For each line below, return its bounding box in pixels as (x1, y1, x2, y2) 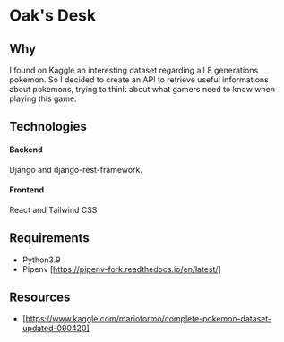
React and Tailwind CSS (9, 204, 98, 215)
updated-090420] (22, 323, 90, 334)
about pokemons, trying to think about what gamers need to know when (9, 84, 276, 94)
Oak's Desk (9, 5, 97, 26)
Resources (9, 290, 71, 304)
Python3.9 (22, 254, 61, 265)
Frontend (9, 184, 45, 195)
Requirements (9, 230, 90, 246)
